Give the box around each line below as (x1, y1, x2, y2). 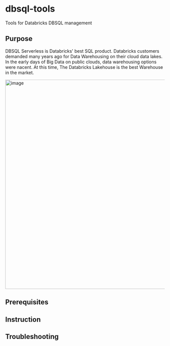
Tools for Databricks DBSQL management (5, 20, 92, 26)
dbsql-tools (5, 3, 55, 15)
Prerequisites (5, 298, 49, 306)
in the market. (5, 69, 34, 75)
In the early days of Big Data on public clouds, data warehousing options (5, 59, 157, 65)
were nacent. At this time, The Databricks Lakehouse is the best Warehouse (5, 64, 163, 70)
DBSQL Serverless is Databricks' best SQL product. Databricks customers (5, 48, 159, 54)
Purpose (5, 34, 33, 43)
